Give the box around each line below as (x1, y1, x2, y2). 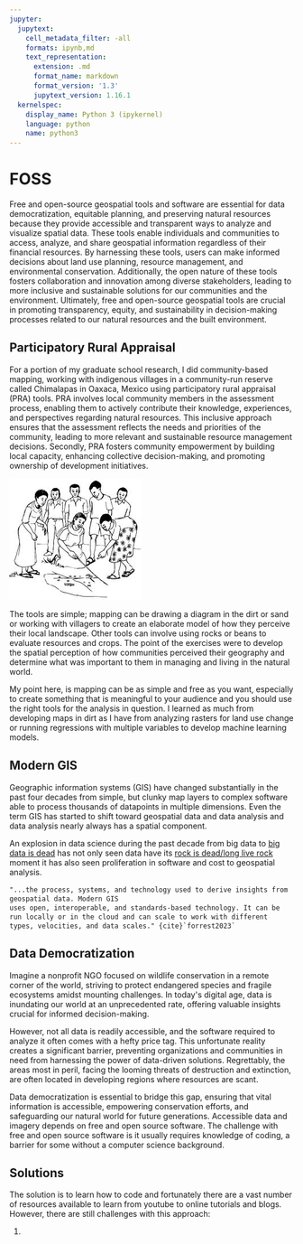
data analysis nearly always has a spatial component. (9, 820, 207, 831)
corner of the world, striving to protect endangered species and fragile (9, 979, 272, 990)
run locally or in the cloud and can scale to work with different (9, 912, 269, 921)
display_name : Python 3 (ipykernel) (25, 109, 164, 119)
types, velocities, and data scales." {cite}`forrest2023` (9, 921, 236, 931)
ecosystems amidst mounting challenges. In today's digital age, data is (9, 989, 272, 1000)
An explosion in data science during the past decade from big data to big (9, 837, 280, 848)
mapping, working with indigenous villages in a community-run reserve (9, 373, 273, 384)
